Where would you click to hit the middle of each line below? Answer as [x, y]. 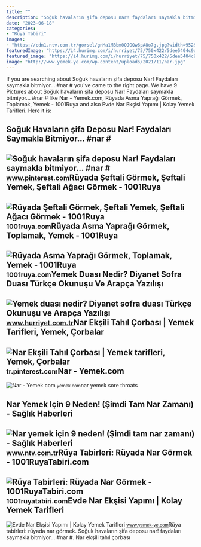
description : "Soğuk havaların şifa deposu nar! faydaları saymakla [93, 17]
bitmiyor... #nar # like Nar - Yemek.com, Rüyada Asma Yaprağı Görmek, [94, 98]
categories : [21, 28]
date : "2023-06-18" [31, 23]
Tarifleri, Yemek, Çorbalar [55, 332]
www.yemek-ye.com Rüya [154, 524]
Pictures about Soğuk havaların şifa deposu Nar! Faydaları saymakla [90, 91]
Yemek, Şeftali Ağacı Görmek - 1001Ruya [84, 187]
